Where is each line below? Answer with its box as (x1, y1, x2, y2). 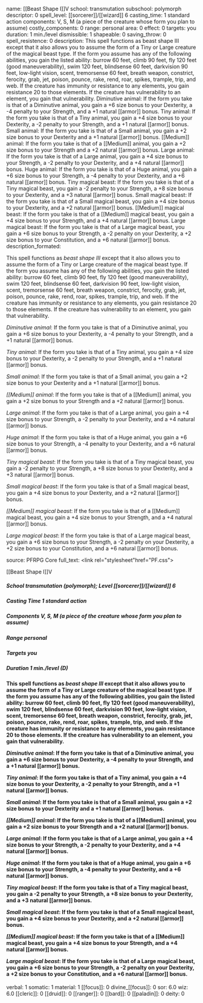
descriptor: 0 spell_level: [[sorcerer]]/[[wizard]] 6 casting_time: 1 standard (6, 11, 190, 19)
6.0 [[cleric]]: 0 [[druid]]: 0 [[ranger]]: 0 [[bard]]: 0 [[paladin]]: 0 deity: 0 (6, 990, 185, 998)
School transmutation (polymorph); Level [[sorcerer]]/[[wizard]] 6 (6, 582, 176, 589)
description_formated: (6, 243, 62, 250)
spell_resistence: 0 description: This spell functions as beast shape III (6, 37, 179, 44)
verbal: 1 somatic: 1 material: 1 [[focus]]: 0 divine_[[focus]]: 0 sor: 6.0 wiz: (6, 984, 188, 991)
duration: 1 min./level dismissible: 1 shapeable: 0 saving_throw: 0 (6, 31, 167, 38)
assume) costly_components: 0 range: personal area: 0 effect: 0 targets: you (6, 24, 196, 31)
